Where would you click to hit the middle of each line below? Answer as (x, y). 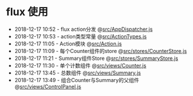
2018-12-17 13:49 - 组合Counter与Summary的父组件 (77, 80)
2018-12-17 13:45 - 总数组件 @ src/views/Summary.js (78, 73)
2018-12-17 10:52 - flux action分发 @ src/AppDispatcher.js (83, 29)
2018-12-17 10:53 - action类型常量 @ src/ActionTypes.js (80, 36)
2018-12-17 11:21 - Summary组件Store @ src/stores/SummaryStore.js (96, 58)
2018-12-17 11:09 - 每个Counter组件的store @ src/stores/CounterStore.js (101, 51)
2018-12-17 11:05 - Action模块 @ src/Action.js (68, 44)
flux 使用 (27, 12)
